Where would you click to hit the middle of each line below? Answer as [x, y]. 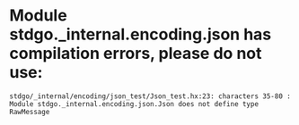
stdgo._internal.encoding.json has [141, 34]
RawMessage [30, 112]
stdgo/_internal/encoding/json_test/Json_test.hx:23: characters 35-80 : [150, 96]
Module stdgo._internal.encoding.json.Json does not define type [134, 104]
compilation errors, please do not [136, 54]
